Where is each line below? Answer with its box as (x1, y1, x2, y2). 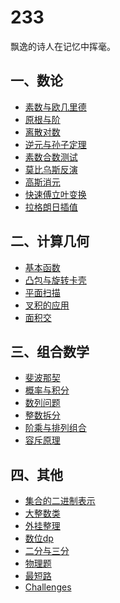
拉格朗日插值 (24, 201, 78, 213)
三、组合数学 (10, 343, 90, 360)
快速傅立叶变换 (24, 188, 87, 200)
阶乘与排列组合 (24, 422, 87, 434)
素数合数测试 (24, 151, 78, 163)
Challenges (24, 581, 72, 593)
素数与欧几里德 (24, 101, 87, 113)
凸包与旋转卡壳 (24, 274, 87, 286)
